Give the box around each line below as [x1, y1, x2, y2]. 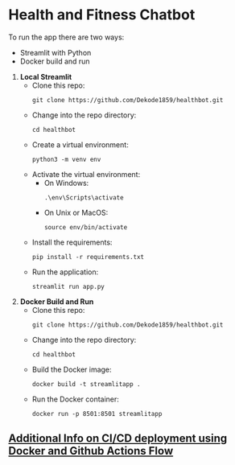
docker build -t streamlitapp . [31, 380, 141, 388]
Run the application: [31, 267, 99, 277]
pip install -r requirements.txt [31, 253, 145, 261]
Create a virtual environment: [31, 139, 129, 150]
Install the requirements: [31, 237, 113, 247]
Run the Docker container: [31, 394, 119, 404]
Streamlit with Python [19, 47, 92, 57]
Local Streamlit [19, 72, 72, 81]
